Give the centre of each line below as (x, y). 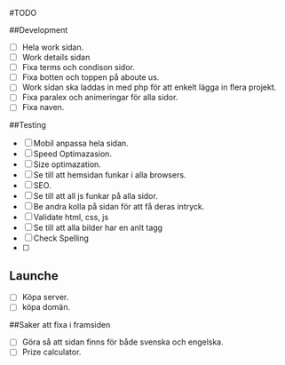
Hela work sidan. (53, 47)
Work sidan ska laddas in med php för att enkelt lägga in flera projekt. (149, 87)
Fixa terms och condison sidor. (78, 67)
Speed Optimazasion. (73, 154)
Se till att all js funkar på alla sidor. (95, 196)
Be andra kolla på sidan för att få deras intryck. (119, 207)
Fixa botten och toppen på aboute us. (91, 77)
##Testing (28, 125)
